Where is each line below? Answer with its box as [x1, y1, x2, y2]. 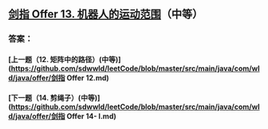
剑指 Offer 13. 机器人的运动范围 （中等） [8, 7, 203, 21]
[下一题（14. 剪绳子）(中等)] [8, 92, 100, 102]
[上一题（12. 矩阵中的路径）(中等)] [8, 54, 121, 64]
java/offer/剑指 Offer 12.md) [15, 72, 109, 82]
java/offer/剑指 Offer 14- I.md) [15, 111, 117, 121]
